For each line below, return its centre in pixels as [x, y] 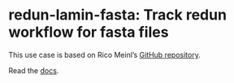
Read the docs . [34, 70]
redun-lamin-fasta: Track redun [118, 15]
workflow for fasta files [89, 32]
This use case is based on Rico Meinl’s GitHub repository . [104, 55]
